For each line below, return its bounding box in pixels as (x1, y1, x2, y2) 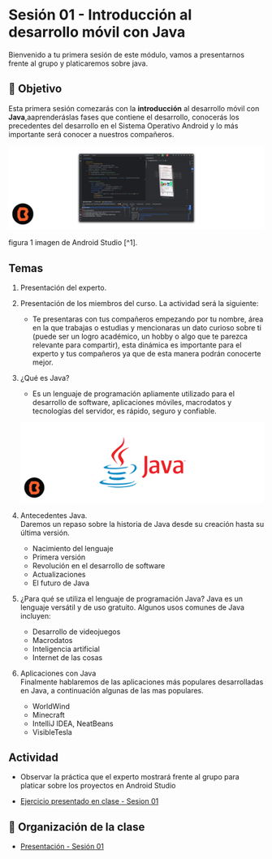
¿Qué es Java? (19, 373, 70, 382)
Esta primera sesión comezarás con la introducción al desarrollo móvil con (8, 103, 260, 113)
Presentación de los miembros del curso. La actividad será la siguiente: (19, 298, 259, 308)
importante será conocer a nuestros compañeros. (8, 129, 175, 139)
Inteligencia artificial (32, 644, 100, 654)
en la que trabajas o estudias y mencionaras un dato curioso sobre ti (32, 322, 262, 332)
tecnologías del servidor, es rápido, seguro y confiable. (32, 406, 217, 416)
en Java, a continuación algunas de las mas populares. (19, 685, 205, 695)
